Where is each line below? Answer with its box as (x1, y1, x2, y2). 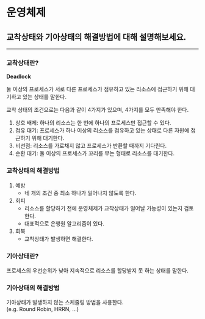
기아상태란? (6, 252, 39, 260)
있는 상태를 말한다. (22, 93, 67, 101)
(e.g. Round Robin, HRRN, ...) (6, 306, 79, 313)
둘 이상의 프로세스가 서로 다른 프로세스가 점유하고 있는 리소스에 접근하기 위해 (6, 86, 189, 93)
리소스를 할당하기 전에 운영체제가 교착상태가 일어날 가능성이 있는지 (24, 204, 183, 211)
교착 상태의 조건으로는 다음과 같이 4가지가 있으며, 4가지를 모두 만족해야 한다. (6, 106, 189, 114)
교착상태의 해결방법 (6, 166, 60, 175)
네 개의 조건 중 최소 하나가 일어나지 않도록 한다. (24, 189, 137, 196)
